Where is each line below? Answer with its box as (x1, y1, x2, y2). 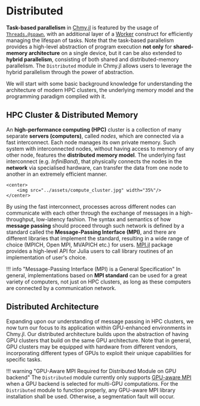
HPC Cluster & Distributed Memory (6, 110, 139, 120)
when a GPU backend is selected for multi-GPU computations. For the (6, 380, 179, 387)
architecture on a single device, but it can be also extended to (29, 49, 182, 56)
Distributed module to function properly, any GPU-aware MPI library (6, 386, 176, 393)
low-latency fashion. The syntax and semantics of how (36, 215, 171, 222)
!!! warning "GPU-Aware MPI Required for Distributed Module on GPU (6, 367, 177, 374)
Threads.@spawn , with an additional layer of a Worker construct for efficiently (6, 30, 193, 37)
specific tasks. (6, 356, 42, 363)
